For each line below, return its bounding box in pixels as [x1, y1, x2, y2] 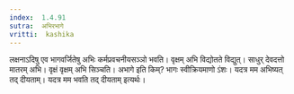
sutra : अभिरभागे [9, 21, 65, 30]
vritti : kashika [9, 30, 75, 38]
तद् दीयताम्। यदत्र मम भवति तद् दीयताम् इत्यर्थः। [9, 74, 147, 85]
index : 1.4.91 [9, 13, 67, 22]
